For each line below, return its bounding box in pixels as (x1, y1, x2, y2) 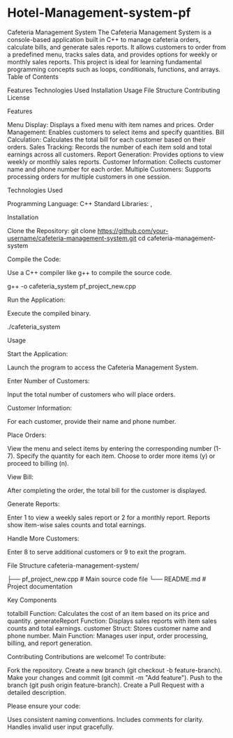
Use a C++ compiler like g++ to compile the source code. (7, 268, 172, 276)
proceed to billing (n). (7, 459, 70, 467)
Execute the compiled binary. (7, 309, 91, 317)
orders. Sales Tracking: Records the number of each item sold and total (7, 142, 212, 151)
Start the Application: (7, 349, 68, 357)
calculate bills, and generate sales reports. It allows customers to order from (7, 43, 227, 51)
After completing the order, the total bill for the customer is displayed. (7, 486, 207, 494)
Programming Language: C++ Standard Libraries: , (7, 199, 153, 207)
